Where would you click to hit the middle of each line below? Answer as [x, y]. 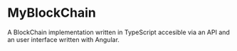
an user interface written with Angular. [63, 39]
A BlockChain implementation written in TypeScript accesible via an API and [118, 32]
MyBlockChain [52, 13]
